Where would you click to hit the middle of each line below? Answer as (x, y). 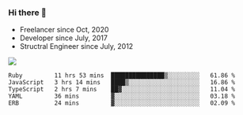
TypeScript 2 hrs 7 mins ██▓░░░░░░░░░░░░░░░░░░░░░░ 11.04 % (122, 90)
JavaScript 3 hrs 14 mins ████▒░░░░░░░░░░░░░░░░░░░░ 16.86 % (122, 83)
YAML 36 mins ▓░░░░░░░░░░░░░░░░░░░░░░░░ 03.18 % (122, 96)
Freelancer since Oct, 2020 (64, 30)
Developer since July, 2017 (64, 38)
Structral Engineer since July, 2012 (76, 46)
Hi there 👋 (28, 13)
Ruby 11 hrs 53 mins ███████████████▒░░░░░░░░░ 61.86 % (122, 76)
